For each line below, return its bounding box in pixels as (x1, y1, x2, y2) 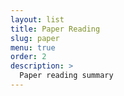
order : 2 (10, 52, 47, 62)
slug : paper (10, 33, 60, 43)
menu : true (10, 42, 56, 53)
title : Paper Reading (10, 24, 101, 34)
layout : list (10, 14, 65, 25)
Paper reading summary (19, 71, 114, 81)
